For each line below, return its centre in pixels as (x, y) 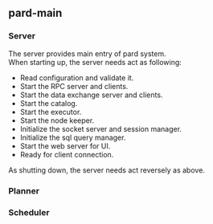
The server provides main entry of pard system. (87, 53)
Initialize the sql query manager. (73, 137)
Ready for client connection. (67, 154)
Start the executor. (51, 112)
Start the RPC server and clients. (74, 86)
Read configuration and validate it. (77, 77)
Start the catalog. (49, 103)
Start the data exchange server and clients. (91, 95)
